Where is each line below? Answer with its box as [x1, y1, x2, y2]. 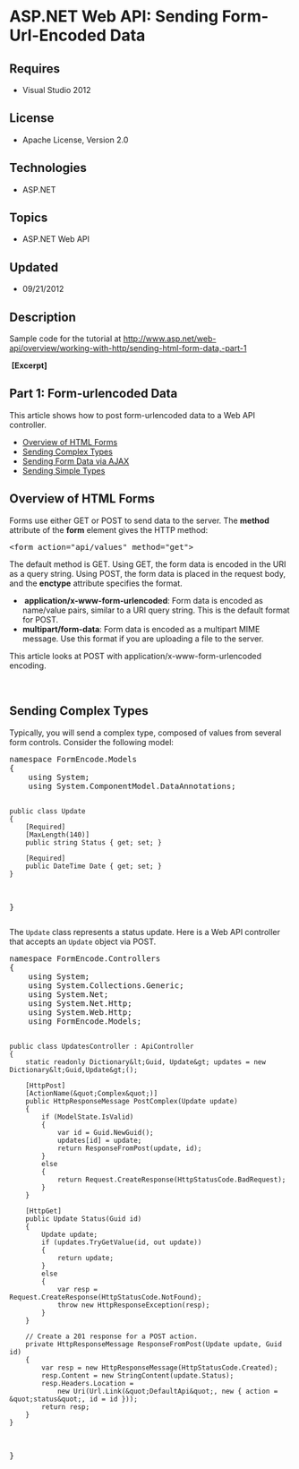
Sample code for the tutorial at [9, 333, 122, 344]
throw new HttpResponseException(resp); [56, 1301, 210, 1310]
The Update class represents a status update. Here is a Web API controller [9, 926, 280, 937]
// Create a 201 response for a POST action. [25, 1332, 199, 1341]
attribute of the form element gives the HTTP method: [9, 524, 209, 535]
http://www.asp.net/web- [123, 333, 217, 344]
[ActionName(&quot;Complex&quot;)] [25, 1088, 158, 1098]
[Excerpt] [11, 360, 47, 371]
